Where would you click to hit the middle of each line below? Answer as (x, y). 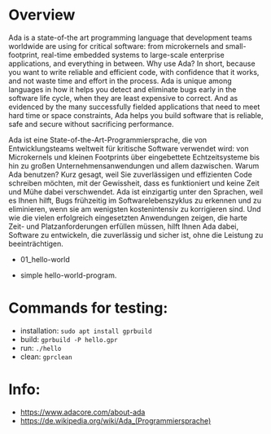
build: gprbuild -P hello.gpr (69, 339)
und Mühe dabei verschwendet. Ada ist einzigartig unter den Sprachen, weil (136, 191)
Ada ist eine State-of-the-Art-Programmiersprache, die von (108, 139)
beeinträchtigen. (36, 243)
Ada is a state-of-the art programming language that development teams (130, 37)
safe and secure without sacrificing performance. (91, 124)
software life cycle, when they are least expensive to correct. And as (123, 98)
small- (236, 46)
